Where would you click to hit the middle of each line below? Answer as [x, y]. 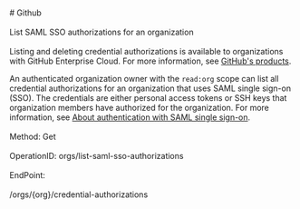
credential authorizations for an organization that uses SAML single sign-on [150, 88]
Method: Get [33, 136]
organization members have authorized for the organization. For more [139, 108]
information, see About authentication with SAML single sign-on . [130, 117]
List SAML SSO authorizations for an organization [102, 32]
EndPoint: [27, 175]
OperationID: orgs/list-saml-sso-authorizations [97, 156]
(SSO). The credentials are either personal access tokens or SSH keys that [148, 98]
